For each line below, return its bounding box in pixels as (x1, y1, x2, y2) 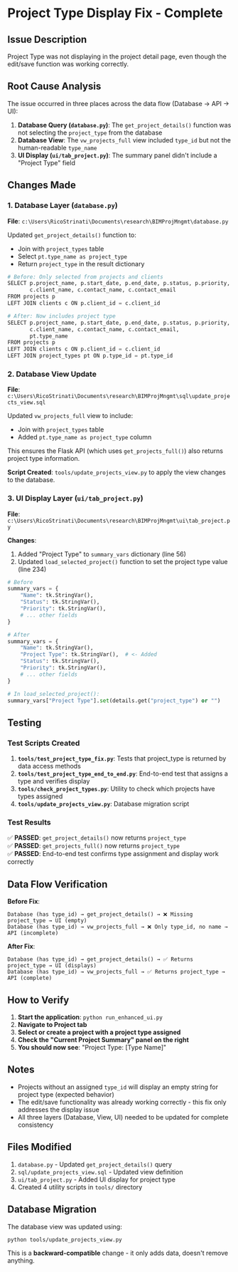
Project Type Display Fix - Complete (7, 5, 224, 21)
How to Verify (7, 994, 70, 1006)
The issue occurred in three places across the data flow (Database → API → (7, 99, 229, 108)
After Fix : (7, 942, 36, 951)
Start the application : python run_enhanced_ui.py (17, 1013, 163, 1021)
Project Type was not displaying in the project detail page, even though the (7, 52, 227, 61)
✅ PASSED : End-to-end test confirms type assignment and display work (7, 850, 219, 858)
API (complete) (7, 974, 53, 982)
